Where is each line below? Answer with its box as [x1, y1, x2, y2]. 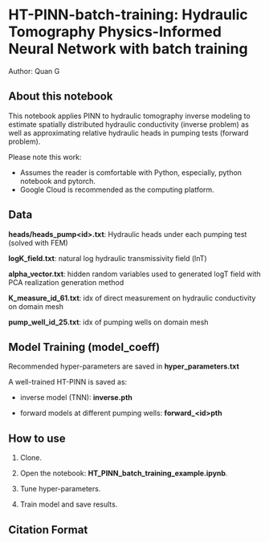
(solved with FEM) [8, 238, 68, 247]
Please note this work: [8, 152, 82, 161]
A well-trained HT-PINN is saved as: [8, 377, 128, 387]
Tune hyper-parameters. [19, 484, 101, 494]
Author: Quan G [8, 66, 60, 75]
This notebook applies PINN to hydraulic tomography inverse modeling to [8, 111, 251, 120]
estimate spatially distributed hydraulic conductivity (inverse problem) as [8, 119, 249, 129]
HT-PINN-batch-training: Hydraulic [8, 6, 248, 24]
